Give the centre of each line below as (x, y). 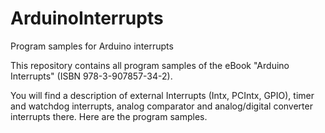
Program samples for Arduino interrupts (92, 46)
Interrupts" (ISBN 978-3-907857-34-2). (91, 76)
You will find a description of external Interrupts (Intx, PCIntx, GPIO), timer (162, 95)
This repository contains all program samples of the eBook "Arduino (150, 65)
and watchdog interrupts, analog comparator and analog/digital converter (161, 106)
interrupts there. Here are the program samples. (109, 116)
